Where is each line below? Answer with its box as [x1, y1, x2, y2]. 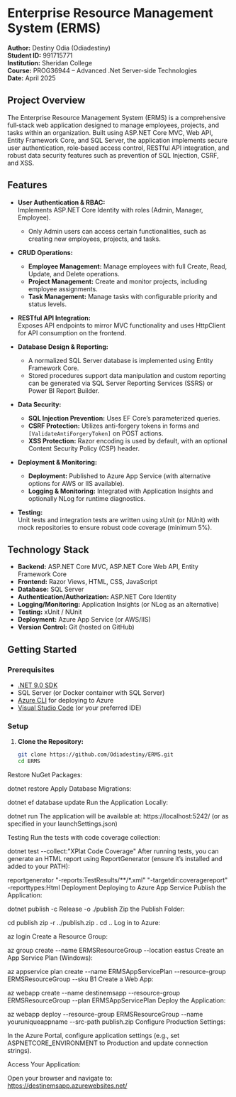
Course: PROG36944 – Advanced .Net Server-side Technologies [7, 66, 197, 75]
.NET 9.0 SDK [17, 681, 58, 690]
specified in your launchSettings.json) [7, 819, 118, 828]
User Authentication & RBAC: [17, 198, 106, 207]
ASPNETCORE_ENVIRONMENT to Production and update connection [7, 1039, 208, 1047]
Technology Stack [7, 544, 89, 556]
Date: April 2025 [7, 73, 56, 82]
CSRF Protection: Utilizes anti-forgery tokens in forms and [28, 421, 200, 430]
